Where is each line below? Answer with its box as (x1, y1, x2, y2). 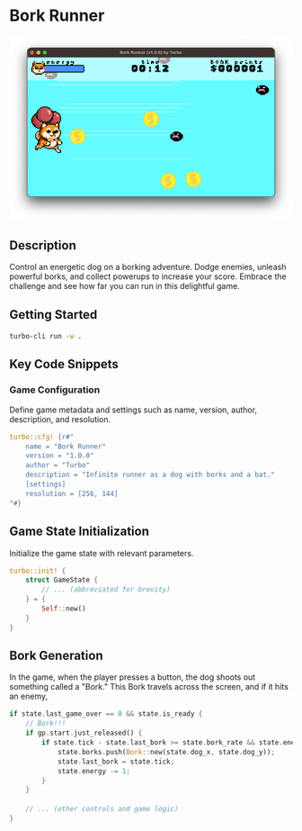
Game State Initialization (9, 524, 150, 539)
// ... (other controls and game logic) (25, 805, 179, 814)
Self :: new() (41, 604, 87, 613)
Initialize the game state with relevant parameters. (9, 547, 194, 558)
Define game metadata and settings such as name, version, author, (9, 404, 258, 415)
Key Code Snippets (9, 357, 119, 372)
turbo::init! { (9, 566, 67, 575)
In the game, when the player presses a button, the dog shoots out (9, 672, 256, 682)
